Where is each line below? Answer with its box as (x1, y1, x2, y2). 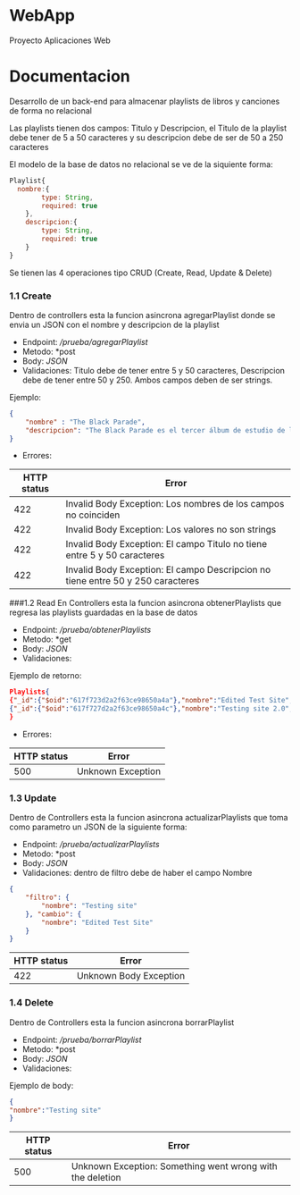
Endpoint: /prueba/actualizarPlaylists (21, 839, 160, 850)
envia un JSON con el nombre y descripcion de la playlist (9, 319, 221, 330)
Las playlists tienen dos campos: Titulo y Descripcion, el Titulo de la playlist (9, 122, 287, 133)
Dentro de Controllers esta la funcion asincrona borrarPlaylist (9, 1016, 235, 1028)
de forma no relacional (9, 105, 92, 116)
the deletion (71, 1172, 122, 1184)
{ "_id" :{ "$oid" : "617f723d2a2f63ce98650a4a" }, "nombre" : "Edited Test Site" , (9, 696, 294, 705)
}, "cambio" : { (25, 909, 82, 919)
